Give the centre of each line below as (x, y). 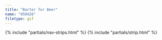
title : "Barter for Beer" (31, 10)
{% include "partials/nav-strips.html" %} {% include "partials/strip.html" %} (81, 33)
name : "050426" (21, 14)
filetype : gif (20, 19)
